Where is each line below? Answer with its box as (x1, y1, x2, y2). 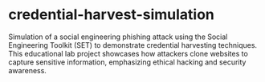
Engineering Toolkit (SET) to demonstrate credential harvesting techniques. (8, 40, 258, 49)
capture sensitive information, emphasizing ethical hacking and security (8, 57, 247, 67)
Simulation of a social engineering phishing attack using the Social (8, 32, 228, 41)
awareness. (8, 65, 47, 75)
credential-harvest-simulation (8, 6, 215, 24)
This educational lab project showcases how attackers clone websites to (8, 49, 249, 58)
